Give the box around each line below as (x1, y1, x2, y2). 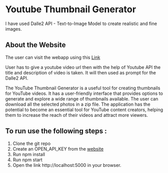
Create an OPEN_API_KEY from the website (12, 145, 104, 152)
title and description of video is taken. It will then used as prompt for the (5, 69, 156, 76)
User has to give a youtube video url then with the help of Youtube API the (5, 64, 161, 70)
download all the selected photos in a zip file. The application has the (5, 101, 151, 107)
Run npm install (12, 151, 45, 157)
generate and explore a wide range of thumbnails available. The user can (5, 95, 159, 102)
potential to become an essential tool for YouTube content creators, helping (5, 106, 163, 113)
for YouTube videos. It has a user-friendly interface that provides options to (5, 90, 163, 96)
